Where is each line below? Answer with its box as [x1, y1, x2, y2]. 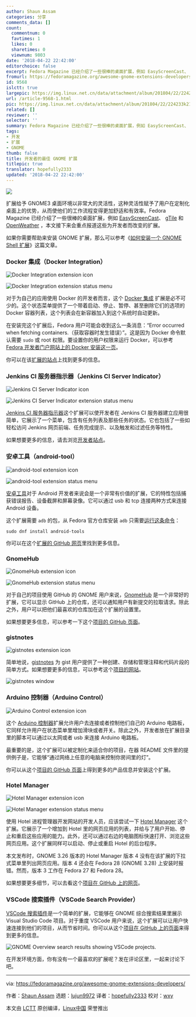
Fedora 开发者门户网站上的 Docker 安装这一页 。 [6, 344, 121, 351]
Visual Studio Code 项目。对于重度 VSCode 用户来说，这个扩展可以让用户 [6, 917, 184, 924]
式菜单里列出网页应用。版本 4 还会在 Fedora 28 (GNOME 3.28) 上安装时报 [6, 859, 184, 866]
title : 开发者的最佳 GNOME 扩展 [6, 156, 78, 162]
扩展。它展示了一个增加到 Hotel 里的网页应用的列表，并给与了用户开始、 [6, 825, 180, 832]
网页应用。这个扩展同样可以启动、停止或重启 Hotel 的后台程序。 [6, 839, 160, 847]
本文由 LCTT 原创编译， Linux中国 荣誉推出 [6, 1005, 108, 1012]
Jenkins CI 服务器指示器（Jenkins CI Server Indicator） [6, 373, 164, 381]
